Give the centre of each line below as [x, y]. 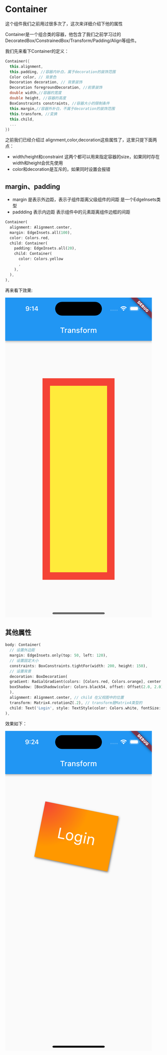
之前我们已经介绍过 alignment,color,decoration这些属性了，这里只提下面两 [81, 140]
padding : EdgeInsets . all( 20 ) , [45, 248]
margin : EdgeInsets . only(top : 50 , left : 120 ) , [59, 655]
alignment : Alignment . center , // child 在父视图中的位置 [67, 698]
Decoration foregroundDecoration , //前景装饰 [56, 88]
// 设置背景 [20, 671]
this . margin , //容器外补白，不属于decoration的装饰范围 [62, 108]
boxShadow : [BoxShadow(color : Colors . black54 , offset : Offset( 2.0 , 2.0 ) [86, 687]
